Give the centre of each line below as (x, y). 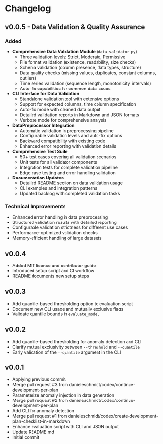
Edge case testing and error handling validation (67, 172)
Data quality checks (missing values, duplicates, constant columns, (88, 73)
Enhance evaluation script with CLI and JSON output (65, 427)
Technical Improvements (35, 206)
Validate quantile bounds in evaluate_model (56, 314)
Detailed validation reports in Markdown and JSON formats (79, 115)
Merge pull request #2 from (40, 400)
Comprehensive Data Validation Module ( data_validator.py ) (75, 51)
